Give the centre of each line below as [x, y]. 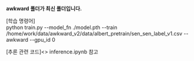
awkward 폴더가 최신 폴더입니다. [44, 8]
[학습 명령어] [21, 21]
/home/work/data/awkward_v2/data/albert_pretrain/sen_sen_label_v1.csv [94, 33]
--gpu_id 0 [42, 40]
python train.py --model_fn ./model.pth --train [62, 27]
